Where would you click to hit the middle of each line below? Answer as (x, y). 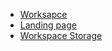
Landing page (48, 25)
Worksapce (43, 14)
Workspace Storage (61, 35)
